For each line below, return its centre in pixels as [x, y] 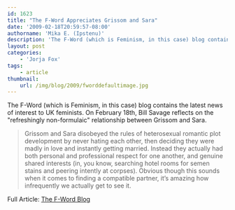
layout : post [26, 46]
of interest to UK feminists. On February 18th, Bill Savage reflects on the [111, 113]
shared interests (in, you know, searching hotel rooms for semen [117, 163]
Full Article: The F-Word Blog [49, 199]
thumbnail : [23, 79]
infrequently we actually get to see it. [78, 185]
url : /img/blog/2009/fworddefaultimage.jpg [84, 85]
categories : [24, 53]
